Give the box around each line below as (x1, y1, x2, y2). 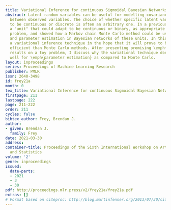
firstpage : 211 (5, 93, 38, 98)
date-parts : (10, 169, 36, 174)
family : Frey (10, 130, 38, 136)
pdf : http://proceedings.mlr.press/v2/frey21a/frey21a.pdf (5, 188, 133, 193)
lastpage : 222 (5, 97, 36, 102)
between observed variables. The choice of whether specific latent (10, 17, 158, 22)
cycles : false (5, 112, 36, 117)
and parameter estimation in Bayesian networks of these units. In (10, 36, 156, 41)
